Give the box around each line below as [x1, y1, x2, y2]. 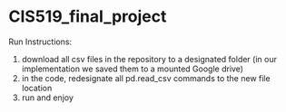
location [21, 82, 53, 93]
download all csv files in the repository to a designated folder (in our [21, 53, 278, 64]
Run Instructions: [8, 36, 73, 47]
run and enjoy [21, 92, 74, 103]
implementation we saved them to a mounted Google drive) [21, 63, 244, 74]
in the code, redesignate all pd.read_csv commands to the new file [21, 72, 271, 83]
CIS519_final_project [8, 6, 167, 27]
